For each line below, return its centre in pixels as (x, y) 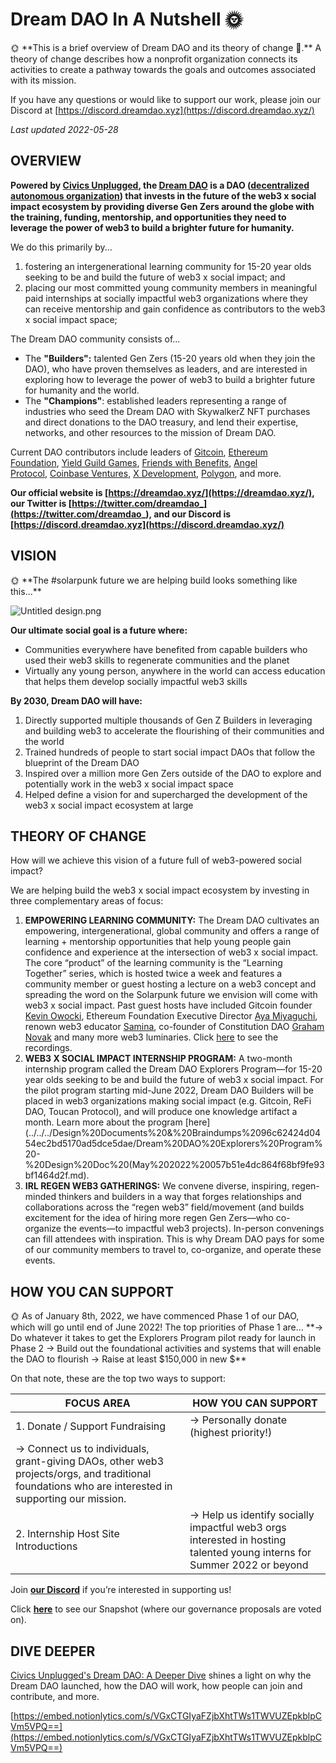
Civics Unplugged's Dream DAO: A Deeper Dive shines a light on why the (161, 1675)
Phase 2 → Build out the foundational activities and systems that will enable (166, 1349)
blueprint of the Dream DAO (82, 762)
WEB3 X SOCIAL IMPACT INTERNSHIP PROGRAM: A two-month (158, 1059)
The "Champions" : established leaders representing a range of (155, 400)
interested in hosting (238, 1540)
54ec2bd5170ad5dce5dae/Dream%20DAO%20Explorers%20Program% (173, 1144)
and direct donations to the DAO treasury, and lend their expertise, (161, 422)
